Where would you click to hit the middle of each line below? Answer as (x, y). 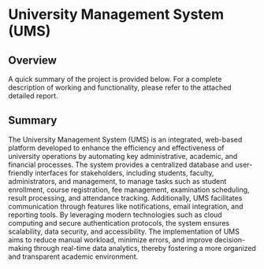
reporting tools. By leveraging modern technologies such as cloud (115, 215)
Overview (33, 60)
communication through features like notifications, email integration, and (126, 206)
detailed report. (33, 96)
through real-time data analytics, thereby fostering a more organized (145, 248)
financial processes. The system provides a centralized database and (121, 164)
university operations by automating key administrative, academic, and (123, 156)
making (20, 248)
